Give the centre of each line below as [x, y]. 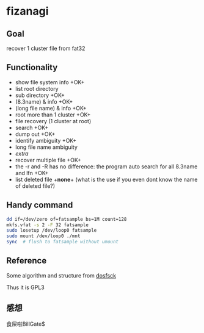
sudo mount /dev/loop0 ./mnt [43, 236]
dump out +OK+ [35, 134]
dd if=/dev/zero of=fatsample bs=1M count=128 [67, 219]
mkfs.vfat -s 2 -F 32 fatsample [47, 225]
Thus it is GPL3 [25, 287]
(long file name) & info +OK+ [51, 108]
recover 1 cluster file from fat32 [46, 48]
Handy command [40, 205]
